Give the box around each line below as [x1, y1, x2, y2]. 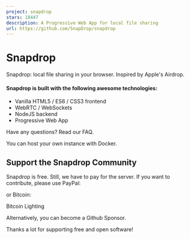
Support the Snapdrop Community [6, 157, 137, 167]
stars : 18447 [6, 14, 39, 20]
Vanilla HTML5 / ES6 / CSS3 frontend [14, 98, 107, 105]
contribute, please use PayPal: [6, 180, 81, 187]
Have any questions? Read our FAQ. [6, 128, 94, 136]
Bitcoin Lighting [6, 203, 45, 210]
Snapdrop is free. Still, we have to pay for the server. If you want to [6, 173, 170, 180]
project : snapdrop [6, 8, 52, 15]
